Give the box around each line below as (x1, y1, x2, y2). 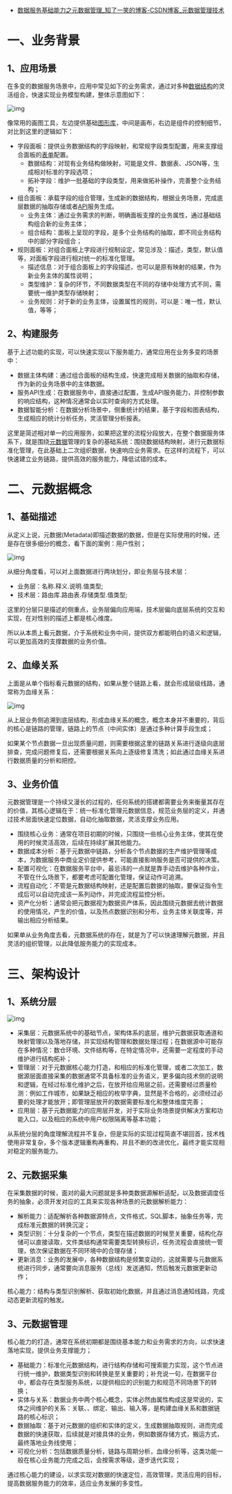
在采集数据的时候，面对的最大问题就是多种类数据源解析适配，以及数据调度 (7, 1189, 219, 1197)
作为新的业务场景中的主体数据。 (17, 379, 108, 388)
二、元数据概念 (7, 482, 93, 497)
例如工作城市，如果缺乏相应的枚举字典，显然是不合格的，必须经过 (29, 1089, 217, 1098)
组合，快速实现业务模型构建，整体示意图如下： (12, 90, 146, 99)
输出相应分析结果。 (17, 916, 72, 924)
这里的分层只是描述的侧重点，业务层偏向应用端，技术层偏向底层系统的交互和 (7, 605, 225, 613)
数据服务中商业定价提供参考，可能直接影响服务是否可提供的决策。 (35, 855, 223, 864)
